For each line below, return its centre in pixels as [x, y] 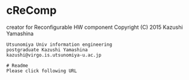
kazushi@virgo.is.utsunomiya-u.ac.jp [54, 55]
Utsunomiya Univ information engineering [59, 45]
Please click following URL [42, 71]
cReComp [31, 11]
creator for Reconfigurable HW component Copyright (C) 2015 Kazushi [94, 27]
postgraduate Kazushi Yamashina [47, 50]
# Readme [17, 66]
